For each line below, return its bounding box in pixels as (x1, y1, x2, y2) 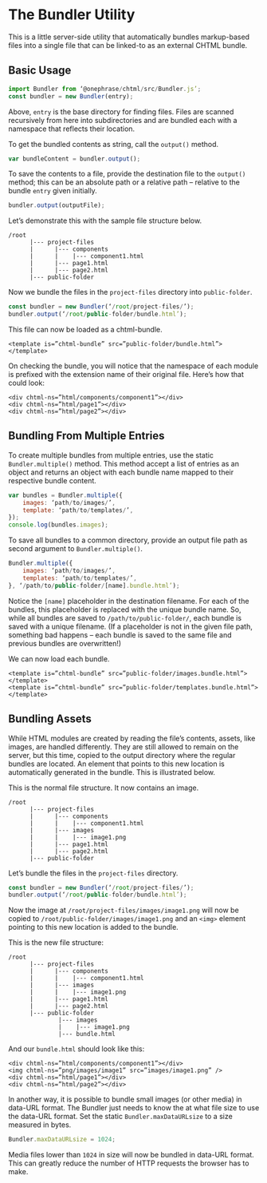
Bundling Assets (8, 713, 92, 726)
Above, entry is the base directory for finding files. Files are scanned (8, 106, 234, 117)
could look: (8, 378, 45, 387)
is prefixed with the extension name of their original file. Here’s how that (8, 370, 245, 379)
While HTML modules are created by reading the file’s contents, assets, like (8, 733, 256, 743)
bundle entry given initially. (8, 186, 97, 196)
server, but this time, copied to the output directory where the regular (8, 750, 236, 760)
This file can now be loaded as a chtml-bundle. (8, 325, 163, 334)
